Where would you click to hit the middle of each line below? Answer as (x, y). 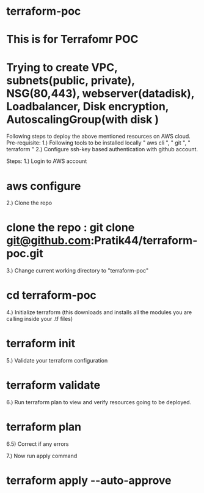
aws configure (44, 186)
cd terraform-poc (51, 295)
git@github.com (49, 241)
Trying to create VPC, (62, 67)
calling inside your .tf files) (40, 319)
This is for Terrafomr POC (72, 40)
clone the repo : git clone (71, 228)
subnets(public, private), (71, 80)
